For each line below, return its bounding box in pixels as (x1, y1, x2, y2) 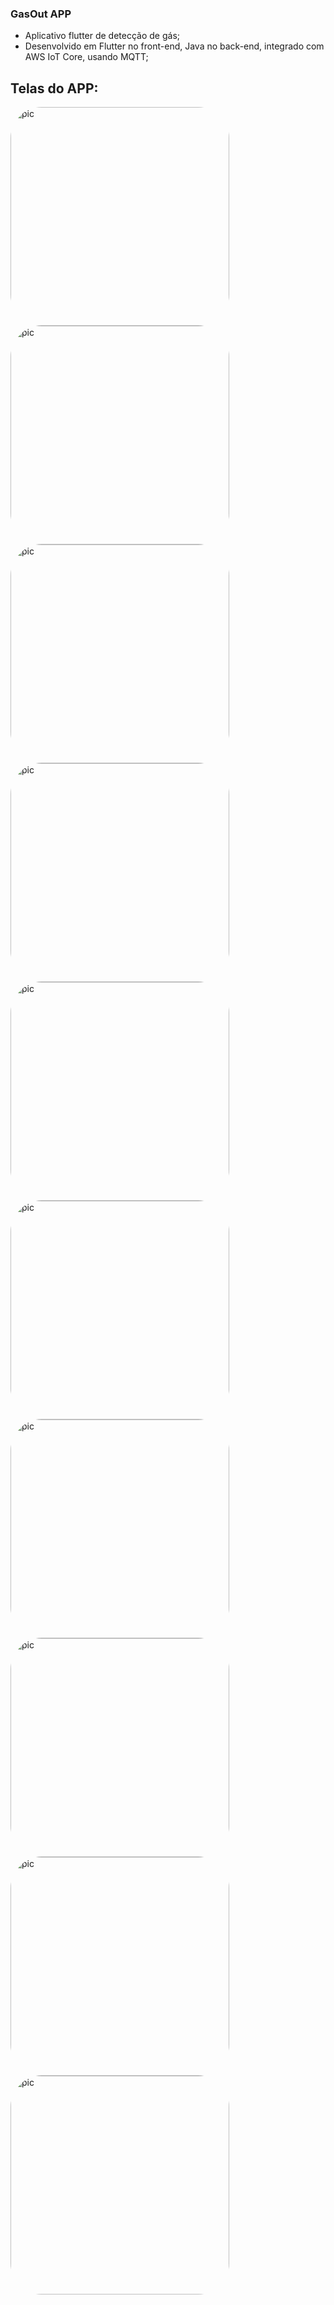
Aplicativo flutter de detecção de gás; (24, 30, 181, 42)
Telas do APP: (10, 80, 99, 97)
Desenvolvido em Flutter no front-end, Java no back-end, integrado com (24, 40, 325, 52)
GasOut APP (10, 7, 72, 21)
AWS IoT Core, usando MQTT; (24, 51, 149, 63)
